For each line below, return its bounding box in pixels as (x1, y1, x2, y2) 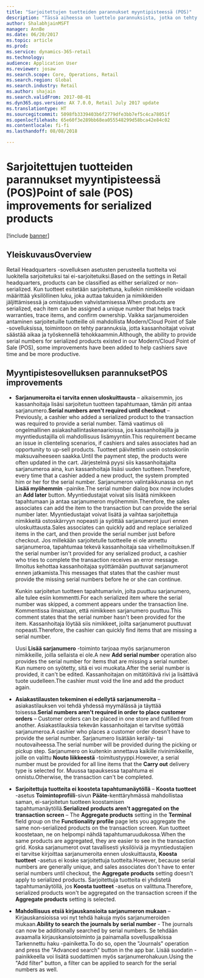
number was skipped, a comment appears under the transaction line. (15, 600, 189, 608)
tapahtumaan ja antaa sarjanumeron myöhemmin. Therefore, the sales (15, 497, 190, 505)
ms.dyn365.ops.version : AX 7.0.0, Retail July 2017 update (6, 100, 160, 106)
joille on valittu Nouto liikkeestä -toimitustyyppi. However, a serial (15, 754, 180, 761)
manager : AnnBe (6, 26, 45, 32)
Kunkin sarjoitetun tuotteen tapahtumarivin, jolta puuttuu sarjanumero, (15, 587, 191, 594)
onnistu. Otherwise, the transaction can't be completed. (15, 773, 153, 781)
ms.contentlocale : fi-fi (6, 123, 69, 129)
